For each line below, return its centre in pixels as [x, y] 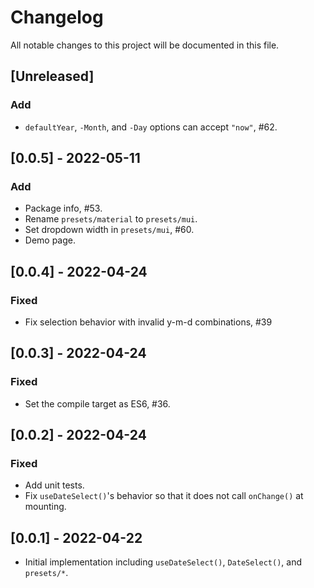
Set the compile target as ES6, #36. [97, 403]
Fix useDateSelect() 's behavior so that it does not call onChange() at [164, 496]
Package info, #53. [63, 208]
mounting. [45, 507]
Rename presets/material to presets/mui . [111, 219]
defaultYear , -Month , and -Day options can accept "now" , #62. [151, 127]
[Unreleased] [52, 76]
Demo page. [50, 240]
